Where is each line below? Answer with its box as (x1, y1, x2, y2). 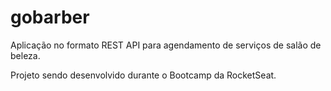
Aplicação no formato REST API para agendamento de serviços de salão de (10, 39, 322, 51)
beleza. (10, 49, 41, 61)
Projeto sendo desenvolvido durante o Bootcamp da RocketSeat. (10, 69, 277, 81)
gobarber (10, 6, 90, 29)
